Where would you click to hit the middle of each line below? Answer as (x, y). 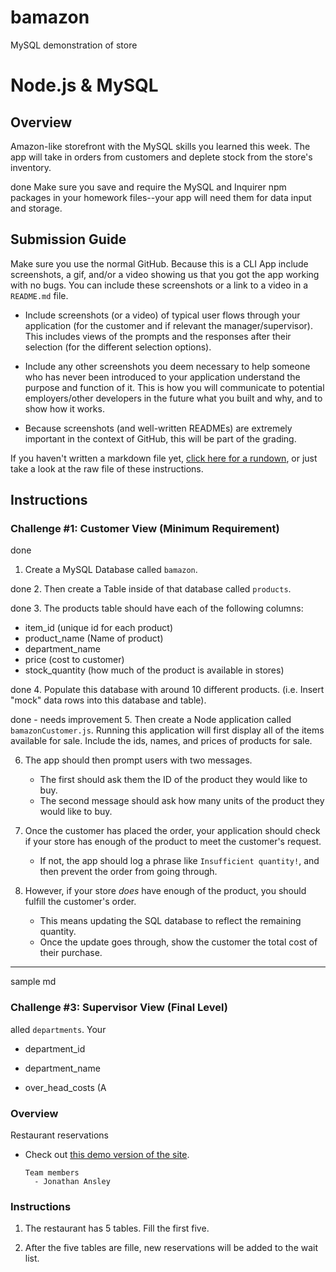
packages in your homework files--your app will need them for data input (161, 197)
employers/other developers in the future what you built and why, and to (173, 398)
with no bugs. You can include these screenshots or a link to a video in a (159, 285)
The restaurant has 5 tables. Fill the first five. (117, 1228)
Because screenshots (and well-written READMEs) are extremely (158, 428)
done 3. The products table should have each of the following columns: (157, 608)
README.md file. (39, 295)
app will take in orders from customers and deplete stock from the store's (161, 157)
